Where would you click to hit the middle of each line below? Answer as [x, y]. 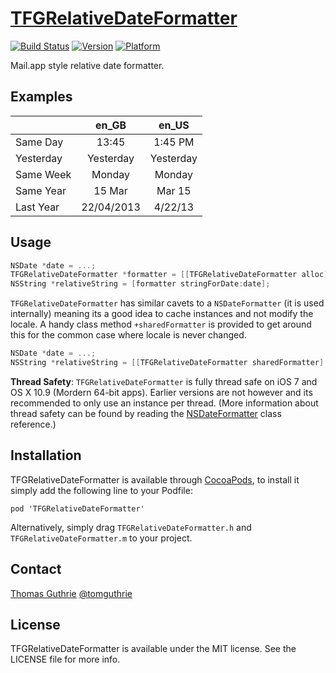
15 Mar [110, 190]
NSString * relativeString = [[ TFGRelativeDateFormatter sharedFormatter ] [167, 363]
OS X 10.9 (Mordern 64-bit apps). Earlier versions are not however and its [161, 392]
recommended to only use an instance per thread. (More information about [164, 403]
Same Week [43, 174]
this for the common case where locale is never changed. [128, 335]
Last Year [37, 207]
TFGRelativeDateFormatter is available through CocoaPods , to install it [155, 479]
